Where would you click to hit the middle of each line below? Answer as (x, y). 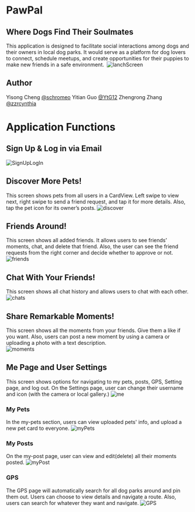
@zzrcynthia (21, 103)
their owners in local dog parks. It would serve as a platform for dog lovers (96, 52)
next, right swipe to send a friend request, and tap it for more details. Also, (96, 201)
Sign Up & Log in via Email (54, 149)
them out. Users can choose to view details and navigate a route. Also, (91, 497)
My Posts (20, 443)
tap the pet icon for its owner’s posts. (51, 208)
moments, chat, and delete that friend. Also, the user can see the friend (92, 246)
